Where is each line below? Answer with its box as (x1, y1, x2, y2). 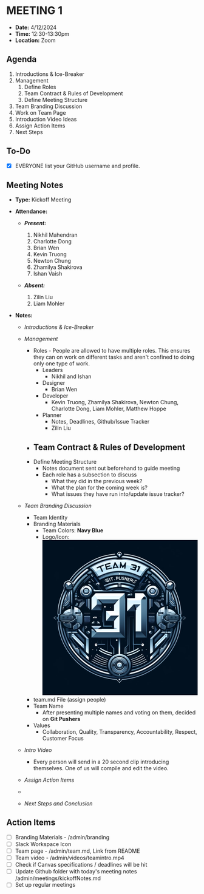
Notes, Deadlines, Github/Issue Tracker (51, 418, 150, 425)
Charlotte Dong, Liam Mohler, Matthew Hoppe (51, 405, 167, 413)
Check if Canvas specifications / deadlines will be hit (15, 861, 148, 869)
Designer (42, 379, 66, 387)
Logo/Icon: (42, 533, 70, 541)
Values (33, 722, 50, 729)
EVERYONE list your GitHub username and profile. (15, 162, 140, 169)
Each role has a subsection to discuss (42, 471, 137, 478)
